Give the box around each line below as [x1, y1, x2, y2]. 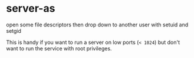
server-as [6, 2, 55, 15]
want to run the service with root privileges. [6, 45, 112, 52]
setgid [6, 27, 22, 34]
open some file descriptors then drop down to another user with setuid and [6, 21, 189, 28]
